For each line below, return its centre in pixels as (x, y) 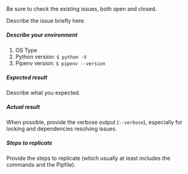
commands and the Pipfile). (41, 164)
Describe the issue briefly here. (46, 21)
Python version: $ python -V (51, 56)
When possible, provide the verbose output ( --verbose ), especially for (94, 122)
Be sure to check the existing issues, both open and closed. (82, 9)
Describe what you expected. (43, 93)
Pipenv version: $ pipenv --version (60, 63)
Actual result (23, 107)
